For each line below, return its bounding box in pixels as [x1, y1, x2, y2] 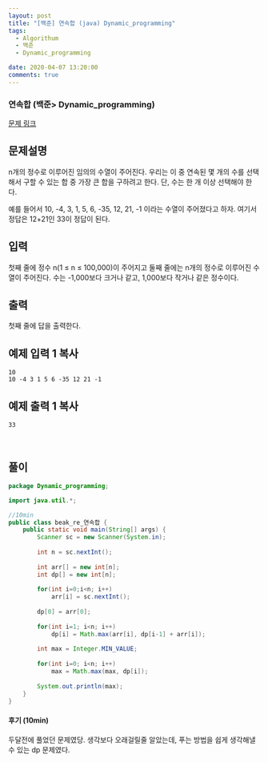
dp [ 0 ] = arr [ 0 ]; [37, 608, 91, 616]
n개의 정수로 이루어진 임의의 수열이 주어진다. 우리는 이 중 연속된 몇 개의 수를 [8, 167, 245, 176]
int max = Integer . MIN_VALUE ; [37, 645, 138, 653]
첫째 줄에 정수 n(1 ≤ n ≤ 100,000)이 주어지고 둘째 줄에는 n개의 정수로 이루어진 [8, 262, 252, 272]
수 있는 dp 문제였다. [8, 744, 70, 754]
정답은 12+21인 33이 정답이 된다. [8, 214, 110, 224]
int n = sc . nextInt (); [37, 548, 113, 557]
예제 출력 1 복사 [8, 399, 78, 413]
